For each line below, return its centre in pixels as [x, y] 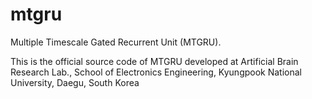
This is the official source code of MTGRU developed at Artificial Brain [154, 61]
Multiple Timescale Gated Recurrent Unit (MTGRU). [116, 42]
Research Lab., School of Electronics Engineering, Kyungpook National [156, 72]
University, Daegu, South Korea [75, 82]
